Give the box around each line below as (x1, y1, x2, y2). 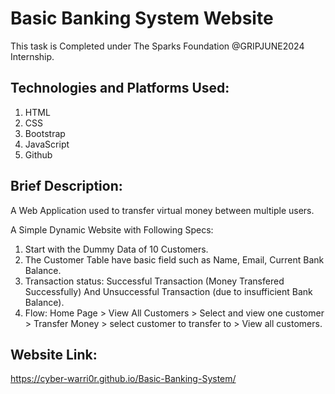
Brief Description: (10, 178, 123, 195)
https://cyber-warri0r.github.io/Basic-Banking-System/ (10, 373, 237, 385)
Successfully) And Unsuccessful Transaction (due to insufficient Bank (24, 285, 313, 297)
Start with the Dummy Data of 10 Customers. (24, 243, 209, 255)
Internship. (10, 50, 55, 62)
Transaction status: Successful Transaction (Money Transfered (24, 275, 285, 287)
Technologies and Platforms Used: (10, 80, 230, 97)
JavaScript (24, 138, 70, 150)
